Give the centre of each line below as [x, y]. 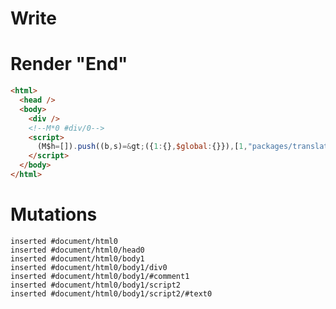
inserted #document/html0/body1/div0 [89, 267]
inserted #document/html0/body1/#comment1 [100, 276]
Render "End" [69, 64]
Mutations [54, 214]
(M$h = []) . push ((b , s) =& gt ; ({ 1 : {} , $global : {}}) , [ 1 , [142, 147]
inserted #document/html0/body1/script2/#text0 [111, 293]
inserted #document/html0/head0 [77, 250]
